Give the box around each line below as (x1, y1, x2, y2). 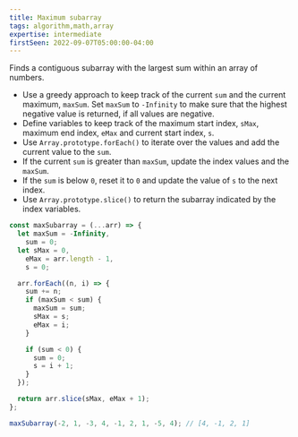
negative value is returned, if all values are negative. (21, 108, 215, 119)
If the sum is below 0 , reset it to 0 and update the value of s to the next (21, 176, 278, 186)
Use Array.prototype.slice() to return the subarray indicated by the (21, 194, 277, 205)
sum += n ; (25, 287, 63, 296)
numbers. (9, 73, 45, 83)
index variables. (21, 203, 81, 215)
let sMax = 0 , (17, 245, 70, 255)
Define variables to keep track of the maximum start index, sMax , (21, 118, 260, 129)
